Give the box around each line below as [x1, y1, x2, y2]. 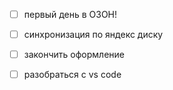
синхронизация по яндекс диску [23, 29, 164, 41]
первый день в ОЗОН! [23, 9, 118, 20]
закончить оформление [23, 49, 125, 61]
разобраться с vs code [23, 69, 122, 81]
